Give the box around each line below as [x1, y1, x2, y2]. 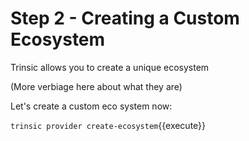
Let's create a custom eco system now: [10, 100, 173, 112]
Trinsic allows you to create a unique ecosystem [10, 61, 210, 73]
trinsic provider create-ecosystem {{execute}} [10, 119, 207, 131]
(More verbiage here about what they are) [10, 80, 183, 92]
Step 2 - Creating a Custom [10, 7, 240, 30]
